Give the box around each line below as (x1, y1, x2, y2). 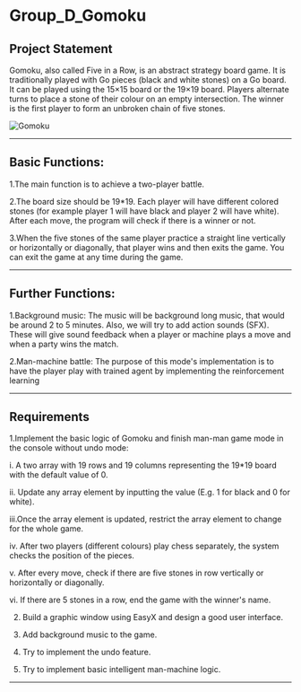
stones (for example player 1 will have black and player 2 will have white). (9, 206, 279, 216)
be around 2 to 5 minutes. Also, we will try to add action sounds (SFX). (9, 320, 270, 330)
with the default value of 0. (9, 469, 109, 480)
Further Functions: (9, 286, 116, 302)
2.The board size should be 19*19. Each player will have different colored (9, 196, 279, 206)
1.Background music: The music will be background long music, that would (9, 310, 285, 320)
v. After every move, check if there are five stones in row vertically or (9, 567, 264, 579)
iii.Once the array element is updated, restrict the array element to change (9, 513, 282, 525)
